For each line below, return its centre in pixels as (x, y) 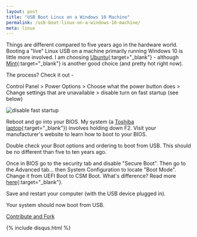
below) (14, 99)
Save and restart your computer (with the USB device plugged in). (86, 194)
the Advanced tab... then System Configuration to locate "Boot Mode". (91, 170)
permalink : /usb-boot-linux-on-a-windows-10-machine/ (74, 22)
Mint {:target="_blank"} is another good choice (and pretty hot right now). (95, 64)
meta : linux (21, 28)
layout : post (22, 11)
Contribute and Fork (30, 216)
